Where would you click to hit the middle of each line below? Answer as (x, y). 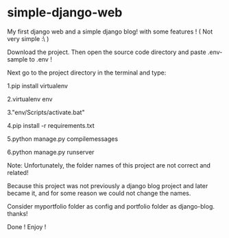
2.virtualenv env (30, 99)
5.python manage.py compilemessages (63, 139)
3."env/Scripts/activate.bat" (46, 112)
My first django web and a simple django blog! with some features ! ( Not (110, 31)
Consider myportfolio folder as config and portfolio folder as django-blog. (111, 206)
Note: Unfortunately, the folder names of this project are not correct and (109, 165)
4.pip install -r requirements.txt (51, 125)
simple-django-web (65, 13)
